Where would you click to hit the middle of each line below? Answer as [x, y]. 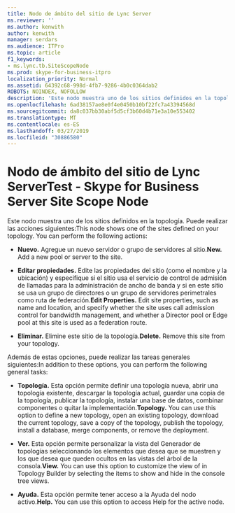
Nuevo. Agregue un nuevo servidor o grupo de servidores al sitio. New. [120, 250]
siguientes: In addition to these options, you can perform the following [107, 365]
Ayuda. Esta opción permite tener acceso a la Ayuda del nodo [107, 495]
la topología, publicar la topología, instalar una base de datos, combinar [120, 400]
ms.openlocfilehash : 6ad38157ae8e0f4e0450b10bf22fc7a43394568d [101, 105]
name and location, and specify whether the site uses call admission [116, 308]
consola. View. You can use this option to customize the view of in [112, 466]
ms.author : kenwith [36, 27]
